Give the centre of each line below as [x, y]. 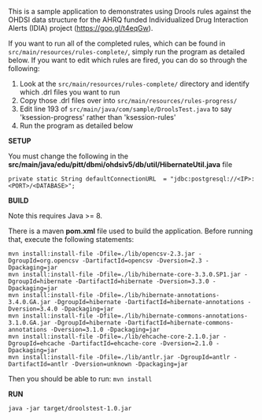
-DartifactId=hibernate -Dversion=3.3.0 [142, 281]
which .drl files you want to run [70, 92]
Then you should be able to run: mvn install [80, 379]
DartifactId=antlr [38, 364]
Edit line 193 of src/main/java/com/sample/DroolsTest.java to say [125, 109]
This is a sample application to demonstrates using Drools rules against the [130, 11]
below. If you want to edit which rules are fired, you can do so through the [128, 60]
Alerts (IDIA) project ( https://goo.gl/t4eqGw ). [81, 28]
